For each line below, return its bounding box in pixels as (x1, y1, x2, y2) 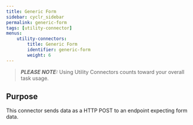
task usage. (20, 75, 49, 82)
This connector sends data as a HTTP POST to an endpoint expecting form (6, 107, 188, 114)
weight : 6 (27, 52, 51, 58)
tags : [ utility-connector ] (6, 25, 72, 31)
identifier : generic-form (27, 47, 91, 53)
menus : (6, 31, 22, 36)
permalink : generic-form (6, 19, 67, 25)
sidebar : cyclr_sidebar (6, 14, 65, 20)
